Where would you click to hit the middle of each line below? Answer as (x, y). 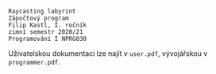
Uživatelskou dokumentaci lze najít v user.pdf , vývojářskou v (108, 54)
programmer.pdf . (35, 62)
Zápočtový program (39, 18)
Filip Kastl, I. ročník (48, 25)
